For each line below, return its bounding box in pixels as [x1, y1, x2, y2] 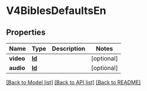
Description [52, 45, 85, 52]
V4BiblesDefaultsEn [6, 4, 106, 17]
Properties [6, 27, 46, 37]
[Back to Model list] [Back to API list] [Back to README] [6, 79, 141, 86]
